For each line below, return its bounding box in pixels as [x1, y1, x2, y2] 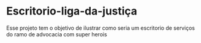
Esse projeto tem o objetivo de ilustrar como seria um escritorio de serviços [6, 24, 195, 31]
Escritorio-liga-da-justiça [6, 4, 137, 18]
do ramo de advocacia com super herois [6, 30, 107, 38]
